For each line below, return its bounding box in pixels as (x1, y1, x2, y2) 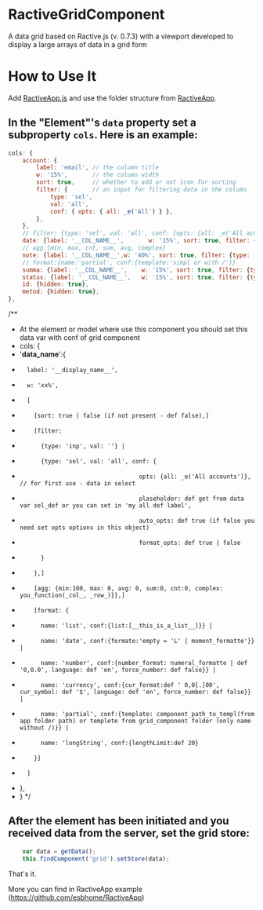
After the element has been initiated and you (8, 814, 229, 828)
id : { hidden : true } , (22, 280, 89, 288)
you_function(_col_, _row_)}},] (19, 591, 125, 600)
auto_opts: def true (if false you (139, 517, 255, 525)
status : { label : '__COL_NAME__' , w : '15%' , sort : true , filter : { (22, 273, 250, 281)
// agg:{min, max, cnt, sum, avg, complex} (22, 244, 167, 252)
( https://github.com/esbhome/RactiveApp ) (8, 893, 145, 902)
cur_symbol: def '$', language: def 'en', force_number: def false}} (19, 689, 252, 696)
